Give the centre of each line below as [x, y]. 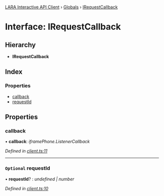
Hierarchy [20, 45]
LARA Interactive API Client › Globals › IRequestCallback [61, 7]
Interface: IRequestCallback [63, 27]
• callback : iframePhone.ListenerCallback [48, 142]
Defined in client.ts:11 [26, 151]
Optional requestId [28, 168]
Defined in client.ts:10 [27, 188]
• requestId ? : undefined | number [40, 179]
